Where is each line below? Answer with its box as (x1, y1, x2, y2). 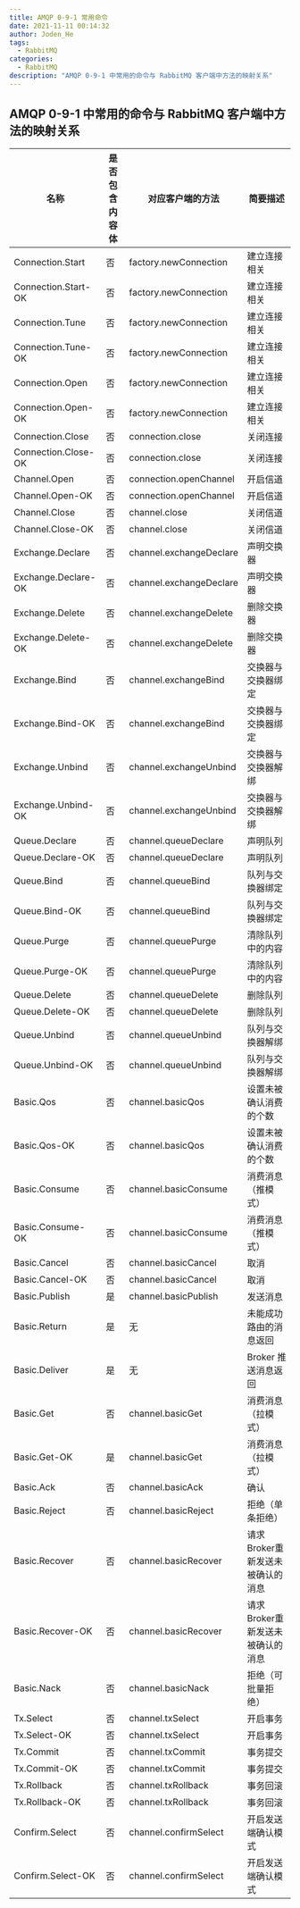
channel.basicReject (129, 1504, 214, 1517)
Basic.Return (13, 1319, 68, 1332)
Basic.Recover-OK (13, 1625, 93, 1637)
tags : (9, 38, 29, 47)
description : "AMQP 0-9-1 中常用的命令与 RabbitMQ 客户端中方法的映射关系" (9, 71, 273, 80)
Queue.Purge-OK (13, 965, 88, 977)
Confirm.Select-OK (13, 1869, 96, 1881)
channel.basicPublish (129, 1290, 219, 1302)
